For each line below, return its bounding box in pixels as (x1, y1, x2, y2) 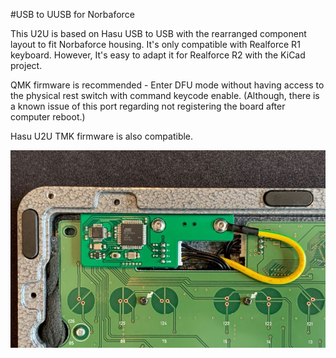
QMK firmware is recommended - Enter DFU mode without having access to (10, 79, 325, 91)
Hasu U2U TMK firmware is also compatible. (10, 130, 194, 142)
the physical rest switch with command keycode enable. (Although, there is (10, 90, 320, 101)
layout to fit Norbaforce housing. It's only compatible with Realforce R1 (10, 39, 301, 50)
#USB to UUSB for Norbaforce (10, 9, 135, 20)
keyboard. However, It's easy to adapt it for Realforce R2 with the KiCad (10, 49, 306, 61)
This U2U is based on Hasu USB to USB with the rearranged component (10, 28, 307, 39)
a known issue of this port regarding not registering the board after (10, 100, 286, 112)
